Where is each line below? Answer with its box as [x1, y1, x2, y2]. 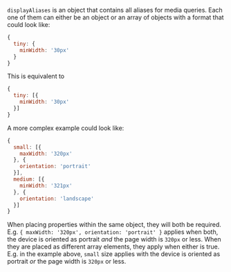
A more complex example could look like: [7, 124, 124, 132]
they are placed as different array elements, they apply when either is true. [7, 242, 220, 251]
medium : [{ [13, 176, 45, 183]
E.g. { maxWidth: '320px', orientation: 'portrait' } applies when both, [7, 228, 219, 236]
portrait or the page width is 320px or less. [7, 257, 127, 266]
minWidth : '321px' [19, 182, 73, 189]
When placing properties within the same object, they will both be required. [7, 221, 221, 229]
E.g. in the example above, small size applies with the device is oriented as [7, 250, 221, 258]
